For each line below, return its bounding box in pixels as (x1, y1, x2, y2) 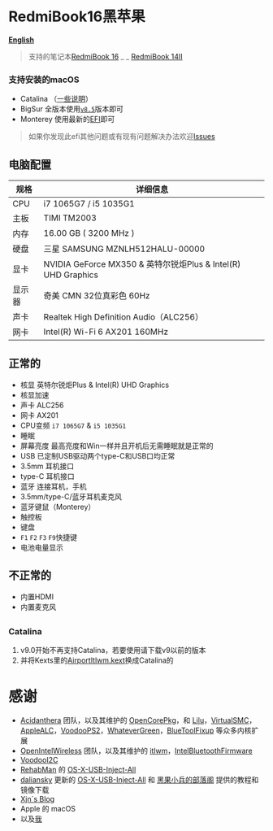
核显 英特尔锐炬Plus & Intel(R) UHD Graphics (19, 380, 169, 389)
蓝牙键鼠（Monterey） (19, 502, 96, 511)
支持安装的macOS (8, 74, 80, 85)
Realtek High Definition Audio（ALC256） (43, 311, 204, 323)
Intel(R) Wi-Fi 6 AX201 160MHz (43, 326, 169, 337)
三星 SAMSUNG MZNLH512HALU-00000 (43, 243, 206, 255)
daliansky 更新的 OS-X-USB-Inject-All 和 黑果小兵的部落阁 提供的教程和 (19, 775, 259, 785)
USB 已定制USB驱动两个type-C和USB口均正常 (19, 450, 175, 460)
